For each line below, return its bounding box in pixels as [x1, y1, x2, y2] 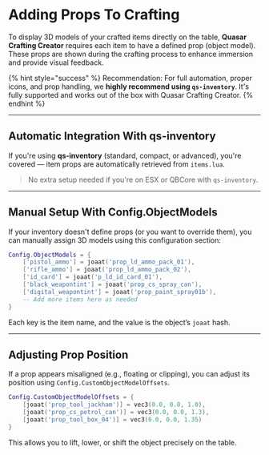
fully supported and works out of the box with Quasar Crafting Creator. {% [8, 90, 254, 99]
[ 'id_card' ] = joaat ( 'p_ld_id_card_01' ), [22, 273, 163, 281]
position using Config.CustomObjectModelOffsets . [8, 378, 171, 388]
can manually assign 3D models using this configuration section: [8, 235, 222, 245]
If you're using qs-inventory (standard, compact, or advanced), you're [8, 151, 242, 160]
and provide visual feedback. [8, 58, 104, 67]
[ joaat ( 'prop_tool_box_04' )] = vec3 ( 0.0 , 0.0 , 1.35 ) [22, 416, 203, 424]
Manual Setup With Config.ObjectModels [8, 206, 218, 219]
